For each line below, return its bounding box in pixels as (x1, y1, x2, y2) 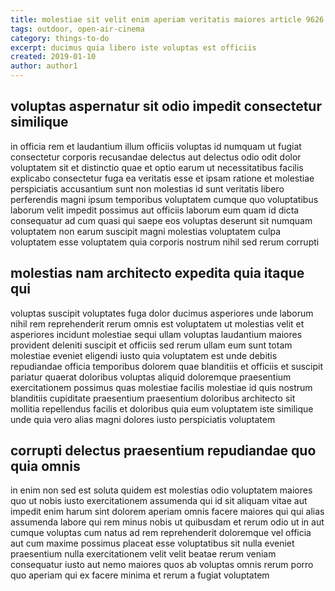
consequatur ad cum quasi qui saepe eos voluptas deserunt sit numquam (10, 214, 313, 226)
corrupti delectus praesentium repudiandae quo (10, 442, 317, 460)
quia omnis (10, 458, 81, 475)
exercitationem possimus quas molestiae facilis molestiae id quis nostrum (10, 381, 313, 393)
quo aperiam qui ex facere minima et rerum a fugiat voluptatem (10, 569, 270, 581)
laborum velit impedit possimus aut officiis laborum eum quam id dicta (10, 204, 300, 216)
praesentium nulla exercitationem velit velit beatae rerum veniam (10, 548, 277, 560)
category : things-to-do (10, 33, 110, 43)
